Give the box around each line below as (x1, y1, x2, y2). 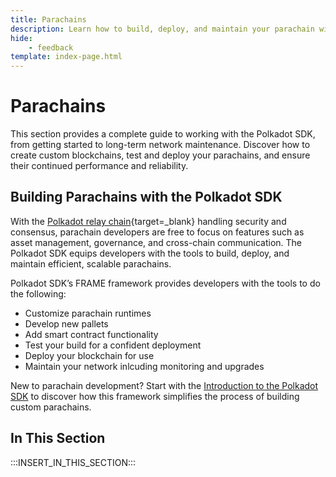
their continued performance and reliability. (10, 160, 189, 172)
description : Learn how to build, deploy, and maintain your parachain (10, 24, 315, 34)
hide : (10, 33, 33, 43)
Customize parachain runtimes (24, 307, 152, 319)
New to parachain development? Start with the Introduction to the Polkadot (10, 379, 319, 391)
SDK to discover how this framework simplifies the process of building (10, 390, 300, 402)
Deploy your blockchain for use (24, 349, 155, 361)
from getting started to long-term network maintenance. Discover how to (10, 139, 311, 151)
